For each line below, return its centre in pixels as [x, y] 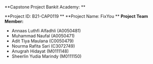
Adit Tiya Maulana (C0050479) [43, 41]
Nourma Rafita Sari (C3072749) [43, 46]
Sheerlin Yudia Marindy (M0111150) [47, 56]
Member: [14, 21]
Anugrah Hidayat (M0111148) [40, 51]
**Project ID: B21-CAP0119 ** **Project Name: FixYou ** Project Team [76, 16]
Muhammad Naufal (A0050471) [43, 36]
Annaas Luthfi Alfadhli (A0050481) [46, 31]
